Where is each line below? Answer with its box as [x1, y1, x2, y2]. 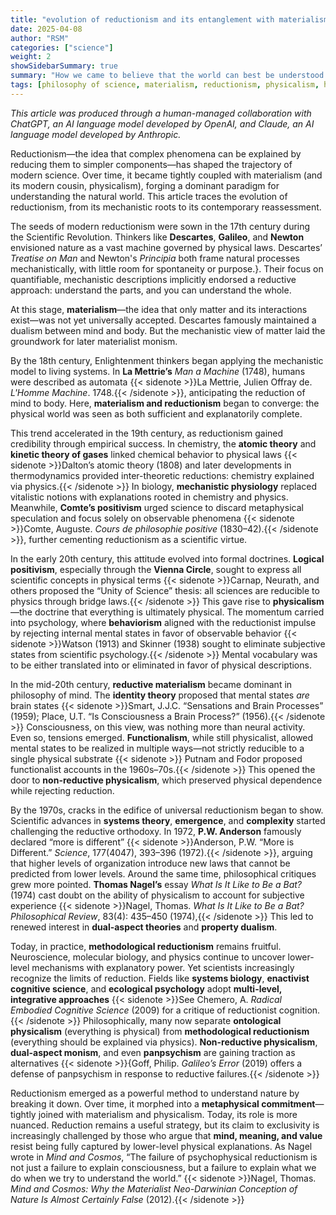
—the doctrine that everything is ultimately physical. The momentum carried [10, 606, 325, 618]
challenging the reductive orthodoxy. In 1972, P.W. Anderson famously [10, 825, 302, 837]
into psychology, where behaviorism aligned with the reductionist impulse [10, 616, 317, 628]
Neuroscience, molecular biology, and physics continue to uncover [10, 951, 286, 963]
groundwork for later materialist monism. [10, 335, 178, 347]
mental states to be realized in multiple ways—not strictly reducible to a [10, 742, 305, 754]
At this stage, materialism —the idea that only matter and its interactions [10, 303, 308, 315]
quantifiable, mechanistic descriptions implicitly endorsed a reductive [10, 273, 297, 285]
